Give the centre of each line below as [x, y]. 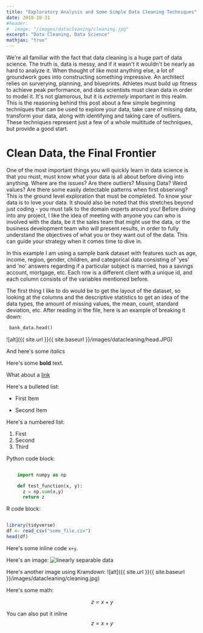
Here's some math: [30, 590]
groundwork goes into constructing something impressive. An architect [95, 77]
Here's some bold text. [35, 363]
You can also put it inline [37, 614]
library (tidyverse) [31, 525]
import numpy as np [42, 475]
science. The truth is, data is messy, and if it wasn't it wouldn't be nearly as [101, 64]
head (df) [17, 537]
